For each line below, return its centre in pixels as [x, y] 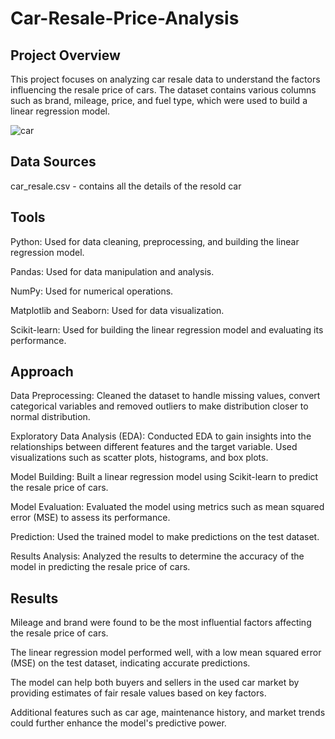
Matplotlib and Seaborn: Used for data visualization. [117, 310]
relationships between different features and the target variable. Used [154, 447]
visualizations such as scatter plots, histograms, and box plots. [139, 458]
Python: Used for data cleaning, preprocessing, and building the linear [155, 241]
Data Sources [53, 162]
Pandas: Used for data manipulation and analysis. [112, 271]
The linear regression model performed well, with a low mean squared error [166, 653]
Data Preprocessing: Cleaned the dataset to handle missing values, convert [165, 396]
